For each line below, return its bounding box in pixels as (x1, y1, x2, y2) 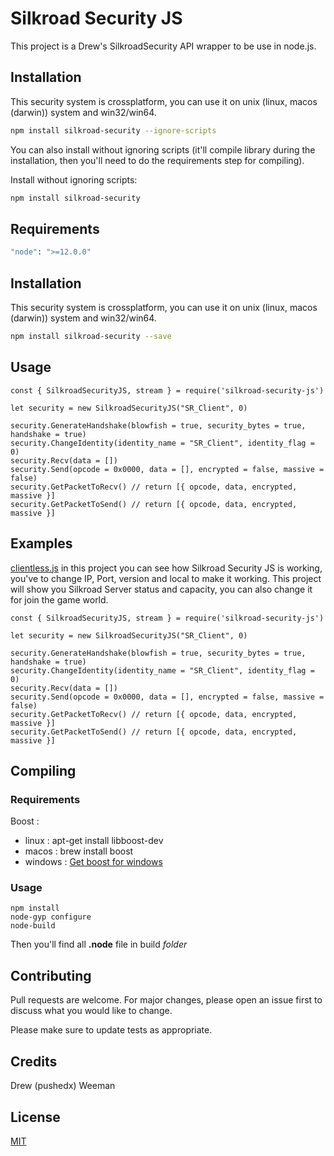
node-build (10, 921, 56, 931)
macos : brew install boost (24, 845, 134, 857)
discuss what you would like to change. (10, 1005, 173, 1017)
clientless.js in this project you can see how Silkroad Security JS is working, (10, 562, 323, 574)
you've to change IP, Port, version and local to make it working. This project (10, 572, 322, 584)
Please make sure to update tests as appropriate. (10, 1024, 213, 1036)
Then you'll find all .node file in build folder (10, 938, 188, 951)
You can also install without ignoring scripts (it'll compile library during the (10, 143, 316, 156)
